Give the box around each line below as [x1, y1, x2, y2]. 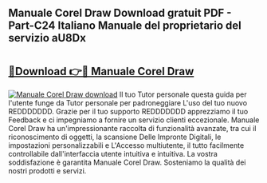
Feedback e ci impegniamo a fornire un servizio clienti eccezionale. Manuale [8, 115, 260, 125]
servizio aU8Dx [8, 31, 86, 45]
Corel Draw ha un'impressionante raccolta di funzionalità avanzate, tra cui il [8, 124, 257, 133]
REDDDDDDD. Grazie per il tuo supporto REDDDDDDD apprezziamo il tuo [8, 107, 249, 116]
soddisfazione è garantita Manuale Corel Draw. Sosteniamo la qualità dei [8, 157, 246, 167]
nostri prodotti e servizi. [8, 166, 87, 175]
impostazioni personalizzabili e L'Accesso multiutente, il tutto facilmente [8, 141, 245, 150]
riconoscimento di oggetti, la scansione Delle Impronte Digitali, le [8, 132, 222, 141]
